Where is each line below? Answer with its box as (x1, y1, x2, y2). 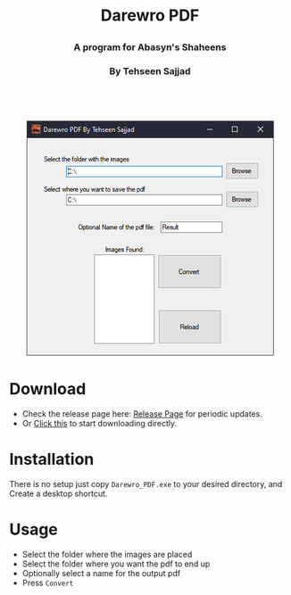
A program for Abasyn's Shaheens (73, 41, 227, 54)
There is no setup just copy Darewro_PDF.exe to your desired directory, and (9, 478, 283, 489)
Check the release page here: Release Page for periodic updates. (21, 408, 263, 419)
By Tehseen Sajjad (109, 64, 191, 77)
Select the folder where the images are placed (21, 549, 193, 559)
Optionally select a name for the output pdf (21, 567, 181, 578)
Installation (9, 449, 95, 469)
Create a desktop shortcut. (9, 488, 108, 499)
